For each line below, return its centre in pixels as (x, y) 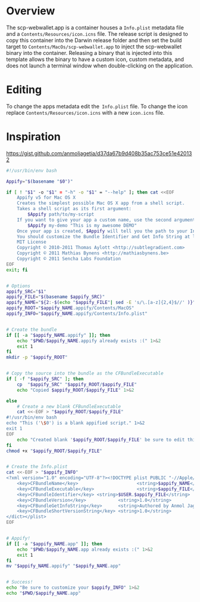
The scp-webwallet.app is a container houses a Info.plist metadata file (95, 27)
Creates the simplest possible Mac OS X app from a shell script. (101, 203)
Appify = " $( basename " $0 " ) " (40, 181)
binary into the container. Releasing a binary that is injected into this (89, 53)
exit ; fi (17, 270)
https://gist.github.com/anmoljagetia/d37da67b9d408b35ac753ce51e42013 (99, 153)
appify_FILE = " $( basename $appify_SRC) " (56, 297)
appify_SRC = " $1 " (26, 291)
